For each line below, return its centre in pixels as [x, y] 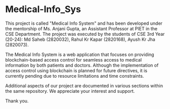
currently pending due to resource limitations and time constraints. [75, 76]
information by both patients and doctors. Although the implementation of [82, 65]
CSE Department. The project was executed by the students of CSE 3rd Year [85, 34]
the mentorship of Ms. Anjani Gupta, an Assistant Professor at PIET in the [81, 28]
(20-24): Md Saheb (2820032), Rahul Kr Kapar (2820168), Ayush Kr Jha [80, 39]
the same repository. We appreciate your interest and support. [70, 91]
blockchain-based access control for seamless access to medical [74, 60]
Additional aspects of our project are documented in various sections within [84, 86]
